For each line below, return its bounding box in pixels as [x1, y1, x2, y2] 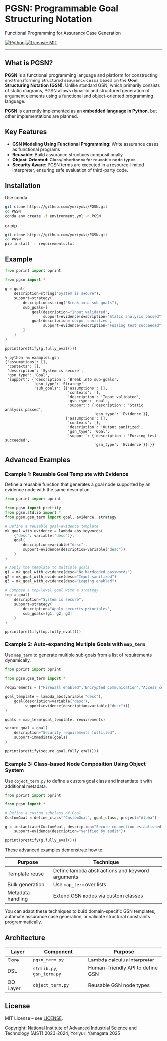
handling [7, 895, 28, 902]
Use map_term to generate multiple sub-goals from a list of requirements [5, 652, 152, 658]
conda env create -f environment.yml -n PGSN [5, 214, 101, 219]
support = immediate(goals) [14, 735, 68, 740]
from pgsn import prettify [5, 505, 61, 511]
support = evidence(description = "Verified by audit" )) [14, 829, 126, 834]
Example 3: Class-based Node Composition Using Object [5, 760, 146, 767]
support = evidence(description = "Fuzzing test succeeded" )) [43, 323, 166, 328]
